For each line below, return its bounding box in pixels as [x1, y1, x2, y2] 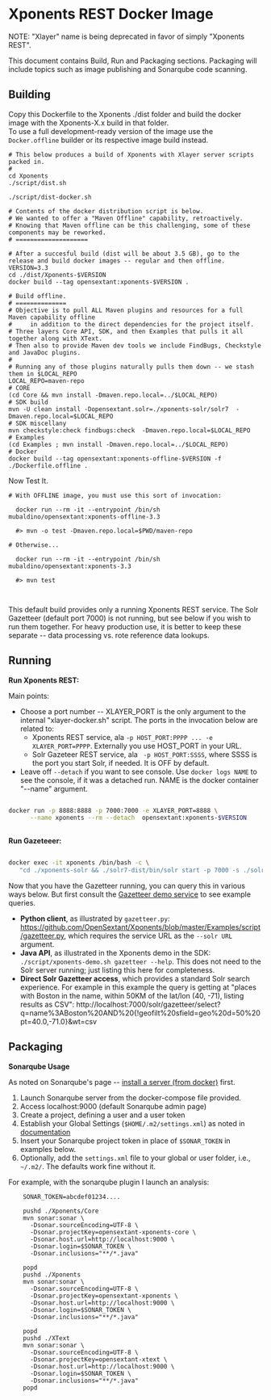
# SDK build [8, 397, 48, 406]
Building [8, 88, 51, 102]
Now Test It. [8, 476, 48, 486]
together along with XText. [8, 334, 103, 343]
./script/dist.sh [8, 179, 67, 187]
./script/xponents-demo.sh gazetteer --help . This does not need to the [19, 956, 262, 966]
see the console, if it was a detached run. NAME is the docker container [19, 775, 260, 784]
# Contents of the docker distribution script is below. [8, 207, 204, 215]
